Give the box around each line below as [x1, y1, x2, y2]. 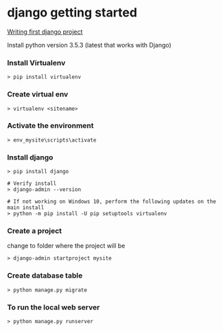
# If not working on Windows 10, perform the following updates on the [7, 198, 216, 206]
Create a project [7, 226, 62, 236]
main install [7, 204, 45, 211]
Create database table [7, 271, 83, 280]
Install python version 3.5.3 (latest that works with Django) [7, 41, 172, 49]
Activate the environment [7, 121, 94, 131]
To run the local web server [7, 302, 100, 312]
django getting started [7, 5, 137, 21]
